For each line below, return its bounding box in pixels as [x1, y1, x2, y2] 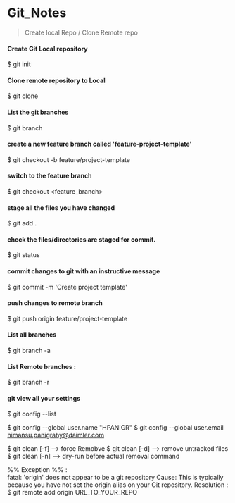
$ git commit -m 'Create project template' [7, 282, 128, 291]
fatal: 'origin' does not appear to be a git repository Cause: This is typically [7, 473, 224, 482]
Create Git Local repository [7, 44, 88, 53]
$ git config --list [7, 410, 56, 418]
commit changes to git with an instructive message [7, 266, 160, 275]
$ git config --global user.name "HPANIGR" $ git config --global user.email [7, 423, 224, 432]
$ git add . [7, 219, 37, 228]
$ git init [7, 60, 32, 68]
